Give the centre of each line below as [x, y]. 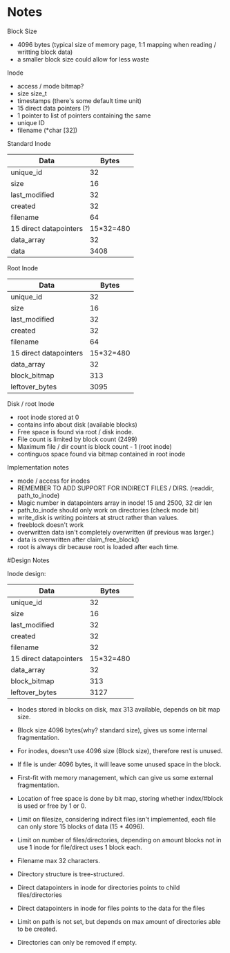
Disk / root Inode [31, 404]
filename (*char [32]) [47, 130]
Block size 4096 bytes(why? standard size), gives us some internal [112, 730]
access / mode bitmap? [50, 86]
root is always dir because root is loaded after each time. [98, 546]
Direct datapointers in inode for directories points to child [98, 887]
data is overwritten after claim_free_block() [78, 539]
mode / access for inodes [54, 481]
